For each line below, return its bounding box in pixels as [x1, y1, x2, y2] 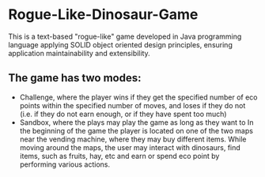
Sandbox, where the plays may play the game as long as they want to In [19, 117, 254, 127]
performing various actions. [19, 160, 111, 169]
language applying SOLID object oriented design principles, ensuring [8, 40, 233, 49]
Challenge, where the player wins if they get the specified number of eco [19, 92, 258, 102]
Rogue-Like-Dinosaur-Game [8, 6, 199, 24]
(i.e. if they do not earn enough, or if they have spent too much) [19, 109, 227, 119]
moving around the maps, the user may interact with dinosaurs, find [19, 142, 241, 152]
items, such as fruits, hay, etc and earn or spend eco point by [19, 151, 220, 160]
